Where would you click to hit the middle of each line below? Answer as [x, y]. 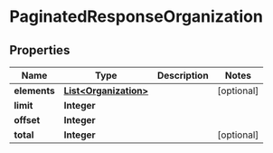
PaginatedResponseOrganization [136, 17]
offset [27, 120]
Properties [40, 50]
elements [35, 91]
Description [183, 76]
